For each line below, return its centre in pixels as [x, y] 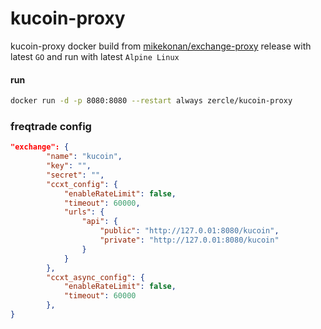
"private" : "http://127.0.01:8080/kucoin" [189, 240]
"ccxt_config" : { [82, 184]
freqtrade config [51, 126]
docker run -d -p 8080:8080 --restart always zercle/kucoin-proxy [151, 101]
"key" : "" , [69, 166]
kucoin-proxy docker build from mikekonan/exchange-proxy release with [161, 46]
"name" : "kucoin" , [84, 157]
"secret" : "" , [75, 175]
